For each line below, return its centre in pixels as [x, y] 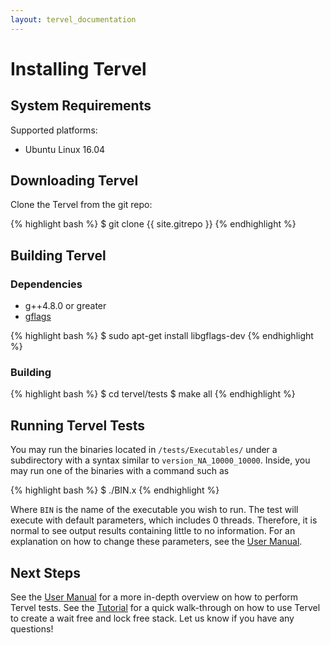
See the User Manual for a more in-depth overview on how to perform [154, 597]
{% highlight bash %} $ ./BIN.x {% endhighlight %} [115, 490]
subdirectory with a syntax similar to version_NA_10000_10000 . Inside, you [160, 460]
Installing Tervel [78, 68]
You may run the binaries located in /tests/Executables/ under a [144, 450]
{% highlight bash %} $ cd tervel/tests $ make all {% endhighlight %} [153, 394]
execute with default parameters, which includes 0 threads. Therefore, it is [164, 520]
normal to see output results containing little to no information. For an [153, 531]
